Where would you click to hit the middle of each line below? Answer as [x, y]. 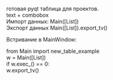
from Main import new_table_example [53, 51]
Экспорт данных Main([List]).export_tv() [57, 28]
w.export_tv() [23, 70]
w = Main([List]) [26, 57]
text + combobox [27, 15]
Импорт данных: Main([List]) [43, 21]
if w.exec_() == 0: [28, 64]
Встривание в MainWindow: [42, 39]
